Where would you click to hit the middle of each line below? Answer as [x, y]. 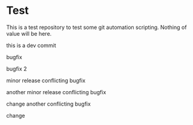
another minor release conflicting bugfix [56, 92]
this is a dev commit [31, 45]
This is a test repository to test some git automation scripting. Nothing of [97, 27]
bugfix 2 [17, 69]
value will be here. [29, 33]
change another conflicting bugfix [48, 104]
